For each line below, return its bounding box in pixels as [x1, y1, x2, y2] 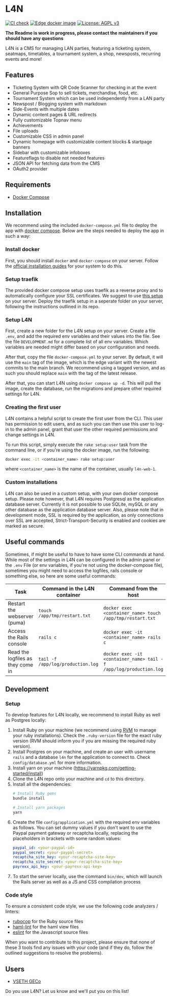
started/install [12, 770, 42, 777]
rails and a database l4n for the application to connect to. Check [12, 754, 151, 760]
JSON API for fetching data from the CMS [12, 160, 100, 166]
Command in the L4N [42, 585, 95, 592]
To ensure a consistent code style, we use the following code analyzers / [5, 903, 158, 909]
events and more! [5, 56, 42, 62]
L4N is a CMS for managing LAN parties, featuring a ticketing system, [5, 45, 151, 51]
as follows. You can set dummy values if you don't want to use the [12, 825, 152, 831]
